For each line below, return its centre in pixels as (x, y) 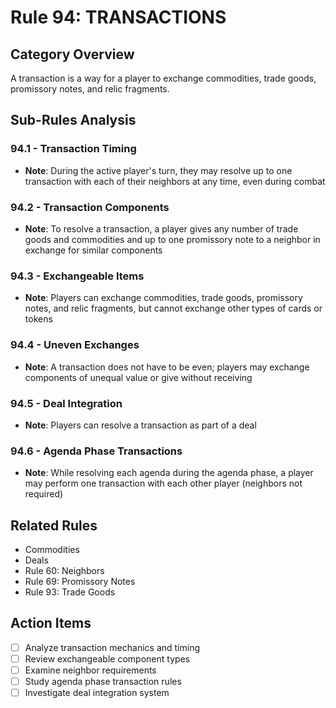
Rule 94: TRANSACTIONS (118, 17)
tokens (38, 319)
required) (44, 494)
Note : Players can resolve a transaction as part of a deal (140, 425)
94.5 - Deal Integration (66, 403)
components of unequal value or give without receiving (138, 377)
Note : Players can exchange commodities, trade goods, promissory (163, 298)
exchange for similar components (93, 250)
